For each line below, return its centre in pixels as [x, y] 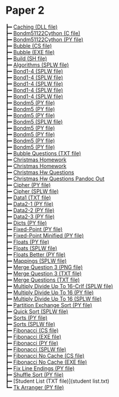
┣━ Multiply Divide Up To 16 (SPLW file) [54, 299]
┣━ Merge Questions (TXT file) [43, 280]
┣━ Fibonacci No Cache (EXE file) [46, 362]
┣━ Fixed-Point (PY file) [34, 229]
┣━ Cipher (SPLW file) [32, 191]
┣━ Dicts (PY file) [26, 223]
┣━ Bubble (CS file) [29, 46]
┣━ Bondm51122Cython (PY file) [45, 39]
